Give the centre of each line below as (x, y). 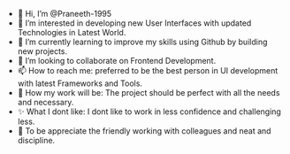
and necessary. (46, 102)
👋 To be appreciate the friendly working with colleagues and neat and (144, 131)
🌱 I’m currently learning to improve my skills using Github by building (142, 42)
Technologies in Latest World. (72, 32)
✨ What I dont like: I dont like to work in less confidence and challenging (149, 112)
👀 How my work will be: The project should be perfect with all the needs (149, 92)
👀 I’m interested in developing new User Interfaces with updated (134, 23)
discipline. (36, 140)
